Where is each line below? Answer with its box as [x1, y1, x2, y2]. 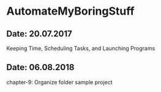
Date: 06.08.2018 [6, 62, 75, 73]
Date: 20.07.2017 [6, 29, 72, 39]
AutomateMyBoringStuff [6, 4, 135, 18]
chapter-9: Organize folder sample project [6, 78, 113, 86]
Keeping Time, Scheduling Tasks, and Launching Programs [6, 44, 155, 52]
